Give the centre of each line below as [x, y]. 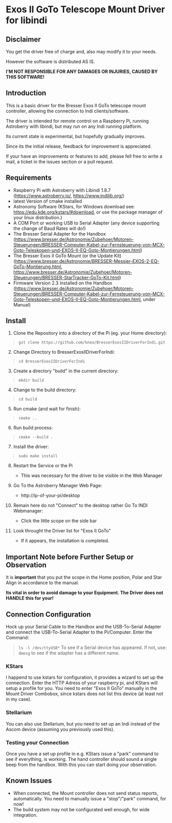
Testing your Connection [37, 742]
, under [148, 299]
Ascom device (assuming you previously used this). [60, 729]
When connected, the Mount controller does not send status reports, [85, 793]
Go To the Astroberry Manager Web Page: [58, 486]
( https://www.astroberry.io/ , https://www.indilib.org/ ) [69, 196]
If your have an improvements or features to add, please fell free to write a [84, 156]
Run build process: [33, 428]
